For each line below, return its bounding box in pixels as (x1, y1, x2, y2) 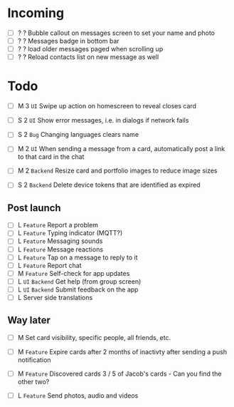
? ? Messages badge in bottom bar (17, 37, 119, 45)
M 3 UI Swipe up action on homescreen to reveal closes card (17, 102, 197, 110)
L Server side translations (17, 293, 93, 302)
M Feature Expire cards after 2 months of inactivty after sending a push (17, 347, 228, 356)
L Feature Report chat (17, 261, 82, 269)
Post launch (7, 202, 62, 214)
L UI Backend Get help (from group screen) (17, 277, 142, 286)
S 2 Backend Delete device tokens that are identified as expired (17, 180, 201, 190)
